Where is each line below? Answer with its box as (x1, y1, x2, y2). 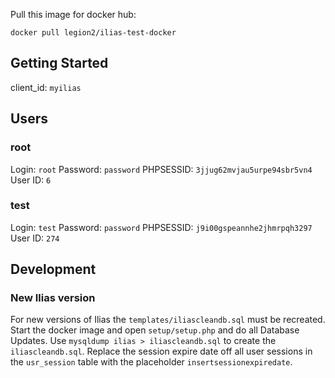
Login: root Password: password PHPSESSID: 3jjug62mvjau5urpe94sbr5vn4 (10, 163, 313, 175)
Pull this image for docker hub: (10, 9, 137, 20)
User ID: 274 (10, 232, 60, 244)
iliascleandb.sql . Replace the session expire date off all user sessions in (10, 345, 313, 358)
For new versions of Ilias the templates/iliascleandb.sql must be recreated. (10, 314, 326, 326)
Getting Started (10, 55, 109, 72)
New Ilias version (10, 291, 96, 305)
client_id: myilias (10, 81, 82, 93)
